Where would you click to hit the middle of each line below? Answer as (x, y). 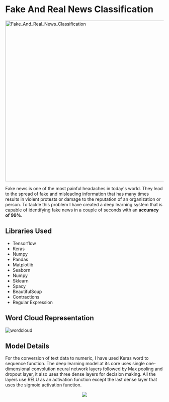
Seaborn (21, 270)
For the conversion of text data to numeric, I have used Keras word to (77, 358)
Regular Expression (32, 302)
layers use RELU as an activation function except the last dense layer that (81, 380)
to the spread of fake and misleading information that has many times (77, 194)
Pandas (20, 259)
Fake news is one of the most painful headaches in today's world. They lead (84, 188)
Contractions (26, 297)
